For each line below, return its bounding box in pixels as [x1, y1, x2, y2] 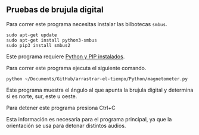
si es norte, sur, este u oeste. [6, 92, 77, 100]
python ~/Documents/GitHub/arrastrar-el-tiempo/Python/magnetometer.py [6, 76, 188, 82]
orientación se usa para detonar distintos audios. [6, 122, 126, 129]
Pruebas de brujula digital [6, 5, 104, 15]
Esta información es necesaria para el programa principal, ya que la [6, 115, 172, 123]
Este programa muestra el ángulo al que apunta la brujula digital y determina [6, 86, 194, 93]
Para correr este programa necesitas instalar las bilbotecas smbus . [6, 20, 167, 27]
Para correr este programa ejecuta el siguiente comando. [6, 64, 147, 71]
